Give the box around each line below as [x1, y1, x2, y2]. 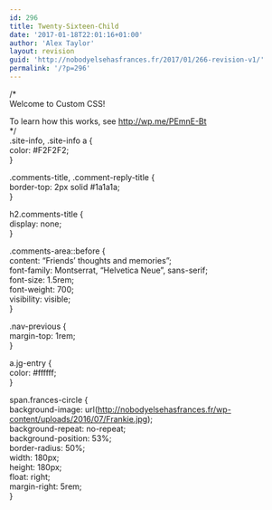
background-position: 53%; [9, 432, 112, 444]
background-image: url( [9, 404, 98, 415]
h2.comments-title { [9, 208, 84, 219]
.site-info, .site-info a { [9, 135, 93, 146]
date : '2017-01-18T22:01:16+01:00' [9, 30, 144, 39]
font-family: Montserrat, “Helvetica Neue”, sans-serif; [9, 265, 208, 275]
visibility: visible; [9, 293, 70, 304]
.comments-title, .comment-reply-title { [9, 171, 155, 182]
